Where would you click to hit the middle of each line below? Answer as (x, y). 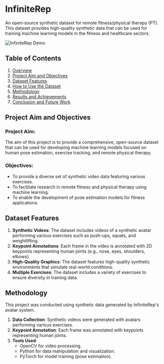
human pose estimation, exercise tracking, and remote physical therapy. (78, 153)
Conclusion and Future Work (41, 102)
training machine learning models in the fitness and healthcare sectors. (77, 33)
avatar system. (20, 310)
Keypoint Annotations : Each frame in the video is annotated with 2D (82, 246)
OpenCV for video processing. (51, 346)
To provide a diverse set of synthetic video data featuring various (79, 176)
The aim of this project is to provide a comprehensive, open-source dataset (82, 142)
